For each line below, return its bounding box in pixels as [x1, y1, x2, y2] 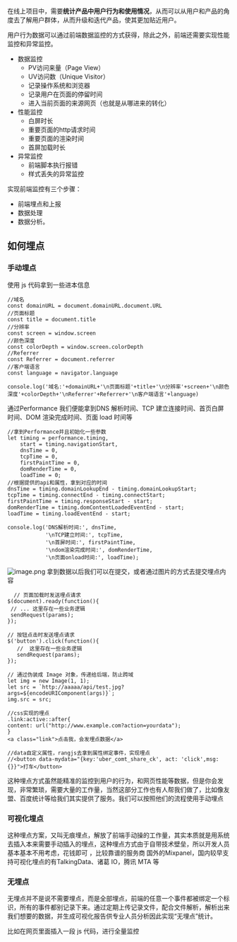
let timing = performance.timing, [7, 435, 109, 442]
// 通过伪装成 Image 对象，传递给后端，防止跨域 [7, 671, 134, 678]
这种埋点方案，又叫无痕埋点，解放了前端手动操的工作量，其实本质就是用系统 [7, 831, 230, 839]
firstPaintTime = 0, [20, 459, 80, 466]
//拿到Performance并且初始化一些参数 [7, 428, 107, 435]
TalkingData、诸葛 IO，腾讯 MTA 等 [56, 857, 160, 866]
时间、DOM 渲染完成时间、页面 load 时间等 [7, 413, 133, 421]
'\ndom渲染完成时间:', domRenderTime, [44, 546, 153, 553]
